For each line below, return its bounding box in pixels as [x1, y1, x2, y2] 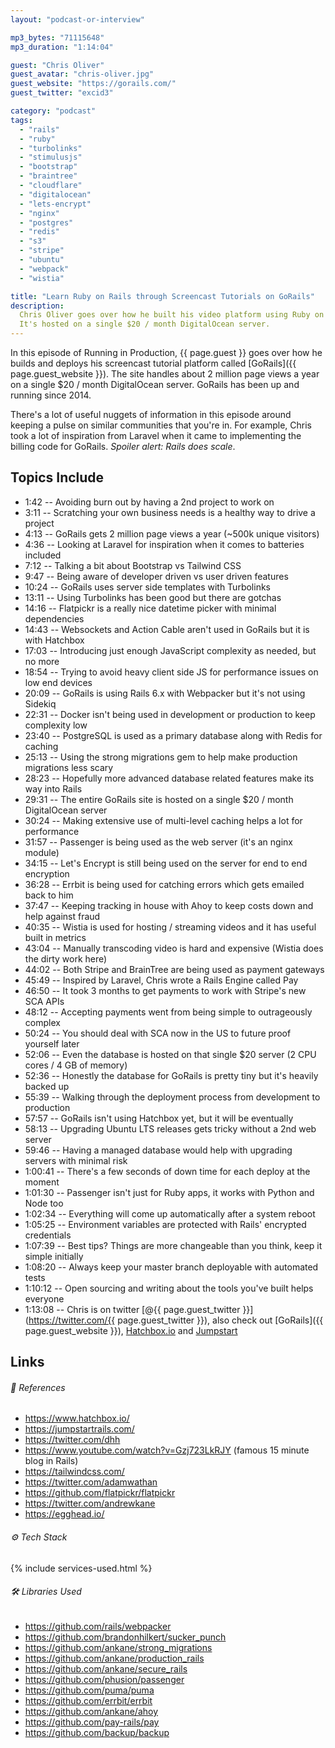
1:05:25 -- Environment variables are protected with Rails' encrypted [24, 1218, 307, 1230]
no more [24, 655, 60, 667]
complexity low [24, 719, 88, 731]
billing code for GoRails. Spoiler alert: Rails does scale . [10, 441, 236, 452]
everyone [24, 1292, 65, 1305]
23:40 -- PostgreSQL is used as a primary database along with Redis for [24, 729, 323, 741]
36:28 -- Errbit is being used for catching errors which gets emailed [24, 878, 305, 890]
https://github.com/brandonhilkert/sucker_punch [24, 1631, 227, 1643]
